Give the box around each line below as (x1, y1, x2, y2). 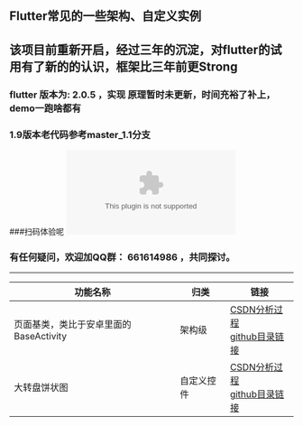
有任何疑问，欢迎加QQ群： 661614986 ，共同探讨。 (9, 251, 236, 264)
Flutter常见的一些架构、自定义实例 (9, 8, 202, 24)
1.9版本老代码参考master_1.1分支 (9, 128, 151, 141)
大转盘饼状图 (14, 382, 69, 394)
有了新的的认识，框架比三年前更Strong (21, 59, 238, 74)
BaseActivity (14, 330, 68, 343)
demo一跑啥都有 (9, 102, 81, 115)
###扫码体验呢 (9, 227, 65, 236)
